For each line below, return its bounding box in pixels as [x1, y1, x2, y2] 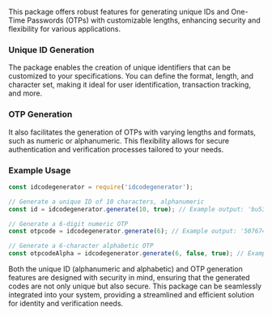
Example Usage [8, 164, 71, 176]
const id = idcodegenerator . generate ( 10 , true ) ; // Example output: [8, 205, 244, 213]
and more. [8, 88, 43, 98]
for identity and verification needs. [8, 299, 124, 309]
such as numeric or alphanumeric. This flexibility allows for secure [8, 135, 229, 145]
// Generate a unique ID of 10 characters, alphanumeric [8, 198, 205, 206]
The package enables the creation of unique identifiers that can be [8, 62, 231, 72]
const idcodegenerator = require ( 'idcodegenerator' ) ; [8, 182, 194, 191]
